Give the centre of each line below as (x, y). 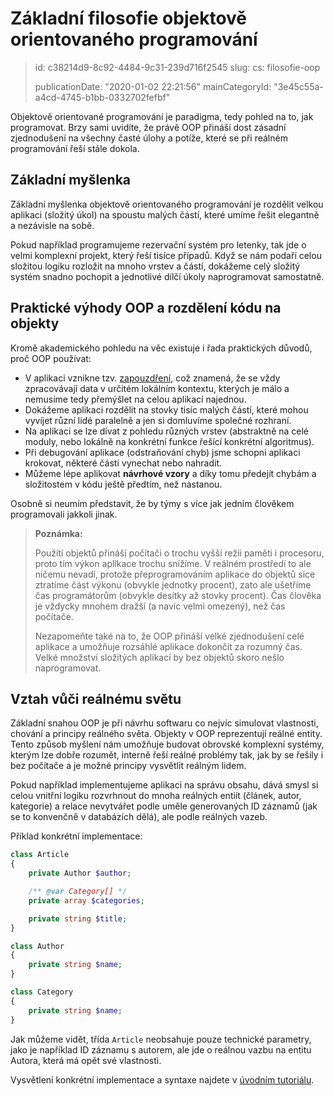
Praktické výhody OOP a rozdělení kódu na (146, 308)
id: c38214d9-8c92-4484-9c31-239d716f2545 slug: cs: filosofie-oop (177, 67)
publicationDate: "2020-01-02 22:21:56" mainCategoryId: (153, 86)
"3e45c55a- (298, 86)
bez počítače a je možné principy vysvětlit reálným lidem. (128, 766)
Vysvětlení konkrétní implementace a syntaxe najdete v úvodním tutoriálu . (162, 1079)
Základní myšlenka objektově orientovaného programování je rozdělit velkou (167, 204)
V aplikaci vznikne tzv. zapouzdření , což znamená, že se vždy (152, 378)
